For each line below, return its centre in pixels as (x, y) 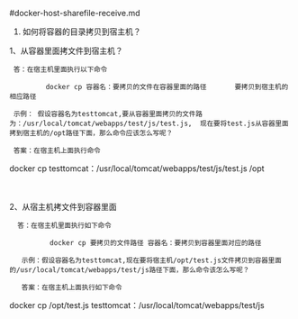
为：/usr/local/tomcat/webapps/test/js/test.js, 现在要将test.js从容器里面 (149, 123)
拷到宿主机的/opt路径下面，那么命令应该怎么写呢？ (91, 133)
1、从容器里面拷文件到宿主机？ (66, 50)
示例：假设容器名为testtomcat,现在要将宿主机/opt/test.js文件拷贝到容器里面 (151, 260)
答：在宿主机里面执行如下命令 (64, 225)
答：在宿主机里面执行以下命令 (60, 69)
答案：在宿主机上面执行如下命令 (72, 287)
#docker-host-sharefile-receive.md (75, 13)
